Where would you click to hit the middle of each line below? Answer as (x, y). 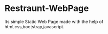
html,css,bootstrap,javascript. (34, 26)
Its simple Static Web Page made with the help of (54, 22)
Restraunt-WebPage (47, 8)
